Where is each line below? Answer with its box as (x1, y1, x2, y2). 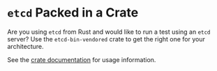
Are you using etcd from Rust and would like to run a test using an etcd (7, 28, 211, 36)
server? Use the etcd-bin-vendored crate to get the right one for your (7, 34, 206, 43)
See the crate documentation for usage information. (7, 55, 156, 63)
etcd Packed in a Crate (7, 5, 139, 21)
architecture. (7, 42, 44, 50)
